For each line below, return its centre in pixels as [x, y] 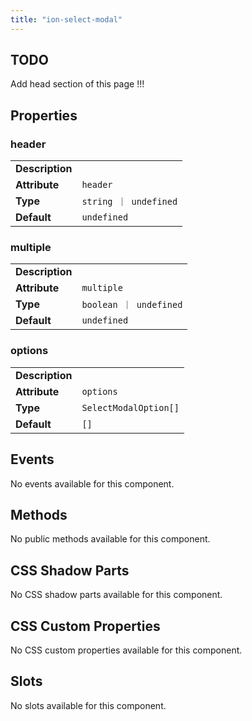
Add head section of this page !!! [77, 84]
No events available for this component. [92, 483]
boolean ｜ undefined [132, 305]
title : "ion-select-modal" [66, 19]
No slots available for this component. [88, 705]
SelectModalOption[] [130, 407]
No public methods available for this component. [110, 539]
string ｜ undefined [129, 202]
